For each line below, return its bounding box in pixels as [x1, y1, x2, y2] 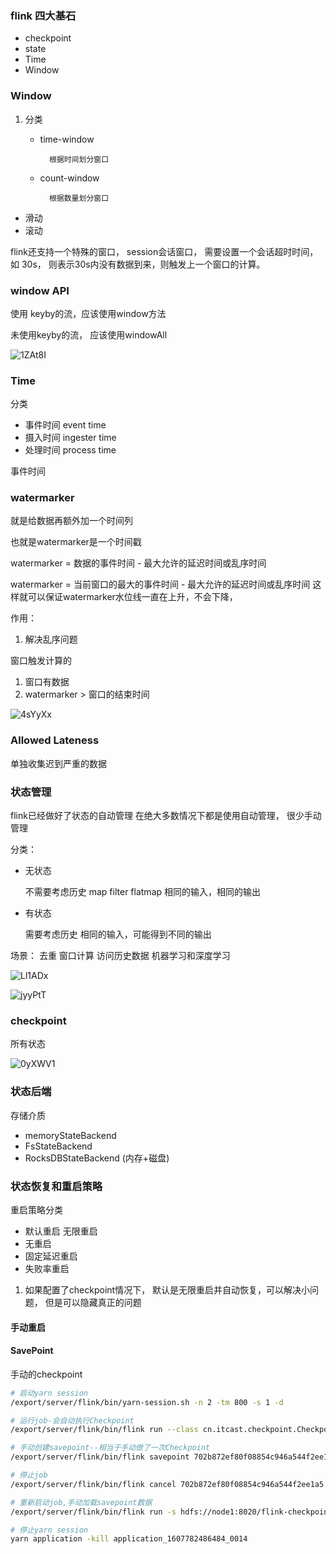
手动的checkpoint [10, 1368, 83, 1380]
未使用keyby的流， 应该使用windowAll [10, 328, 168, 341]
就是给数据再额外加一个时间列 [10, 515, 133, 527]
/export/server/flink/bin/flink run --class [10, 1425, 199, 1435]
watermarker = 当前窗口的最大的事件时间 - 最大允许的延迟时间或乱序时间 [10, 578, 311, 591]
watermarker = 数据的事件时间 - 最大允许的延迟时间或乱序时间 [10, 557, 267, 569]
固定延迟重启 [24, 1250, 78, 1262]
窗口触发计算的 [10, 655, 72, 667]
